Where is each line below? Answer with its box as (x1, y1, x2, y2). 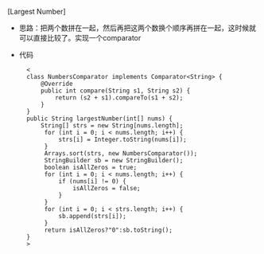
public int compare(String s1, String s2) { (40, 87, 191, 95)
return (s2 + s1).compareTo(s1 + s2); (54, 94, 184, 102)
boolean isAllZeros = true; (44, 163, 138, 171)
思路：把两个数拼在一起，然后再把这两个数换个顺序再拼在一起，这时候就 (18, 23, 256, 33)
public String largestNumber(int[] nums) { (26, 115, 173, 123)
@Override (40, 80, 73, 88)
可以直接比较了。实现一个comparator (18, 33, 142, 42)
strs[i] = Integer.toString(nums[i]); (58, 135, 188, 143)
